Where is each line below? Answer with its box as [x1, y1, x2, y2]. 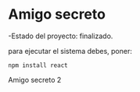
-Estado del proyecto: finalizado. [8, 31, 113, 41]
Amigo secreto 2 [8, 75, 62, 84]
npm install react [8, 61, 68, 69]
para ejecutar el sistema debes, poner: [8, 46, 133, 55]
